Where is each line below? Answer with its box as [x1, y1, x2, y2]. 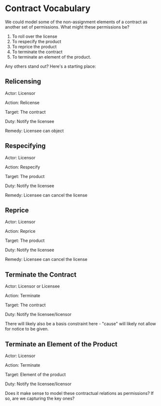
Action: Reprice [5, 228, 36, 234]
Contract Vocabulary [5, 3, 91, 14]
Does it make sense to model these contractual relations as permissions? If [5, 391, 154, 396]
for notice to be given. [5, 326, 49, 332]
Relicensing [5, 77, 41, 86]
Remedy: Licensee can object [5, 128, 64, 134]
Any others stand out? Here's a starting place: [5, 63, 96, 69]
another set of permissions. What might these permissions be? [5, 24, 130, 30]
